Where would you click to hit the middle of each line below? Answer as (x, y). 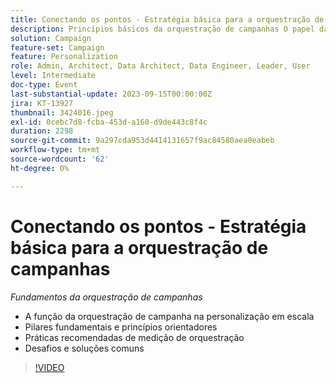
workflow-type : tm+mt (55, 150)
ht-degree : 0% (40, 168)
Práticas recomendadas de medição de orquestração (134, 337)
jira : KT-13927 (42, 103)
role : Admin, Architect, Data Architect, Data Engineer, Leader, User (160, 66)
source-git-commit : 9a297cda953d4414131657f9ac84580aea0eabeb (142, 141)
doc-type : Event (44, 85)
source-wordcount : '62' (60, 159)
